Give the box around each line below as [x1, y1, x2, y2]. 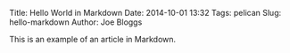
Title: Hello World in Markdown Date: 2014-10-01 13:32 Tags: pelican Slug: [9, 8, 282, 18]
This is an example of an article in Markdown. [9, 34, 177, 44]
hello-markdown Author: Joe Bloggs [9, 17, 143, 27]
